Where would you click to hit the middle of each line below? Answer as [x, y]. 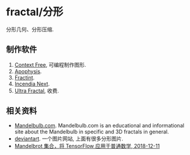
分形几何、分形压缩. [30, 29]
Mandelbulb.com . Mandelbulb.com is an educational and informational [99, 125]
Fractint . [25, 77]
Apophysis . [28, 71]
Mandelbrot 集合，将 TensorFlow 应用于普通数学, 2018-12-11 [87, 146]
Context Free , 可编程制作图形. [50, 64]
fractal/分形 [34, 12]
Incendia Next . [32, 84]
